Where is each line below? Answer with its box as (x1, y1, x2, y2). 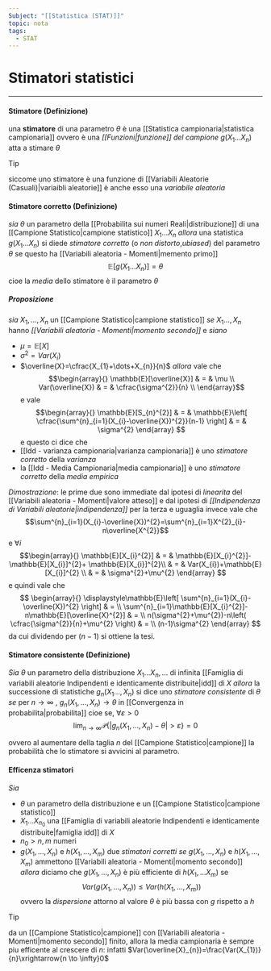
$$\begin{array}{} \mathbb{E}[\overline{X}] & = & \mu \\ (48, 374, 236, 383)
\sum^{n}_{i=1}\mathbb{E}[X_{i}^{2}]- (123, 602, 248, 611)
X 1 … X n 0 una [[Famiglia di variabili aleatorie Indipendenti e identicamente (19, 815, 260, 828)
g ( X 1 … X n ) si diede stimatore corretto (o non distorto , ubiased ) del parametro (8, 239, 261, 250)
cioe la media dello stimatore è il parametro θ (8, 276, 159, 285)
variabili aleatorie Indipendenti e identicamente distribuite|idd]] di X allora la (8, 678, 261, 688)
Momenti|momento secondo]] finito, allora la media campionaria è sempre (8, 936, 255, 946)
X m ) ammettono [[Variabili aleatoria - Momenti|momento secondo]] (19, 856, 244, 869)
